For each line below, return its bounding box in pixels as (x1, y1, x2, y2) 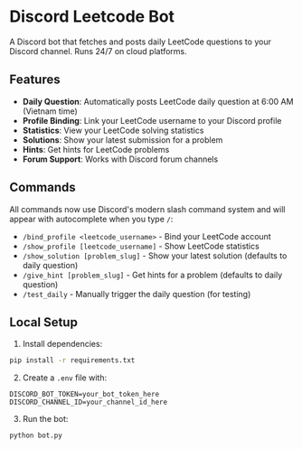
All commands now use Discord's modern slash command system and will (9, 203, 286, 214)
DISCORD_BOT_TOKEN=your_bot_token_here (9, 390, 160, 399)
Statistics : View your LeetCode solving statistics (22, 125, 204, 136)
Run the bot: (22, 414, 69, 425)
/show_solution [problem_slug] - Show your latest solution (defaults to (22, 250, 288, 261)
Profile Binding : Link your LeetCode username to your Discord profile (22, 115, 282, 126)
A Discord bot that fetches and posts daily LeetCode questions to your (9, 36, 271, 47)
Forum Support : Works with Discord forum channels (22, 154, 219, 164)
